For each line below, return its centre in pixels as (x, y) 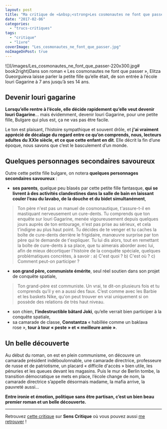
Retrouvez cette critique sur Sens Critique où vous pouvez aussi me (75, 416)
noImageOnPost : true (27, 51)
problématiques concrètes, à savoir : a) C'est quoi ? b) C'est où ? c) (86, 256)
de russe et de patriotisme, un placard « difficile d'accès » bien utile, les (79, 366)
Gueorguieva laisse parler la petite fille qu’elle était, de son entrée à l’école (81, 76)
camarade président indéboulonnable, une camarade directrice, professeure (83, 360)
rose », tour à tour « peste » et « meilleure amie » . (65, 328)
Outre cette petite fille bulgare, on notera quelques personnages (72, 173)
